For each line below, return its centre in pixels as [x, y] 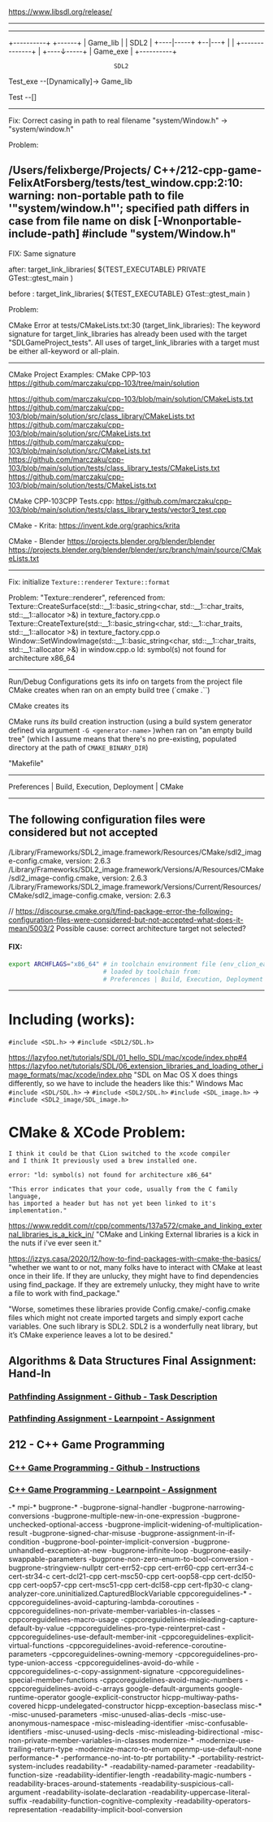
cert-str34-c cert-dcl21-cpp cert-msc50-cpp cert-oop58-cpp [112, 1576]
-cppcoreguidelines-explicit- [206, 1637]
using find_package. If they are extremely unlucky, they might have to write [134, 1285]
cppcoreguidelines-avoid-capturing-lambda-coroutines [102, 1602]
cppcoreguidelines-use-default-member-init [82, 1637]
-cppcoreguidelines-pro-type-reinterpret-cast [143, 1628]
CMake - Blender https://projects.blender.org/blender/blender [112, 541]
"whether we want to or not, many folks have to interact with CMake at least [135, 1268]
